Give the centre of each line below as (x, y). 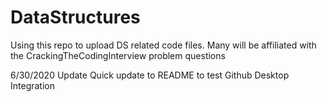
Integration (32, 85)
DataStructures (75, 17)
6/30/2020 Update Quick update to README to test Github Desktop (150, 75)
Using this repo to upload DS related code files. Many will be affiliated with (163, 45)
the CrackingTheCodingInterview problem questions (118, 55)
